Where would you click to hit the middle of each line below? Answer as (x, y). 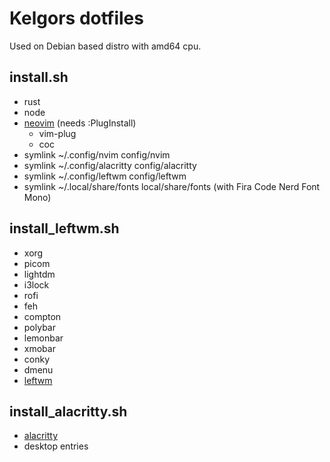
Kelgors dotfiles (76, 18)
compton (42, 316)
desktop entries (56, 446)
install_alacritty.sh (68, 411)
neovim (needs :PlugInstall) (80, 123)
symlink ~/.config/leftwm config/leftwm (105, 176)
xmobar (39, 348)
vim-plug (57, 133)
